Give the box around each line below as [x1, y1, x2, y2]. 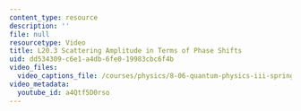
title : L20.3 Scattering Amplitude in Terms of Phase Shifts [9, 47, 243, 55]
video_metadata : [9, 80, 70, 89]
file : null [9, 30, 50, 38]
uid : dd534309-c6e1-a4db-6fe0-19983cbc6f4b [9, 55, 175, 64]
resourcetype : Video [9, 38, 87, 47]
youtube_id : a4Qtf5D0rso [17, 88, 110, 97]
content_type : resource [9, 13, 99, 22]
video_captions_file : [17, 72, 99, 81]
